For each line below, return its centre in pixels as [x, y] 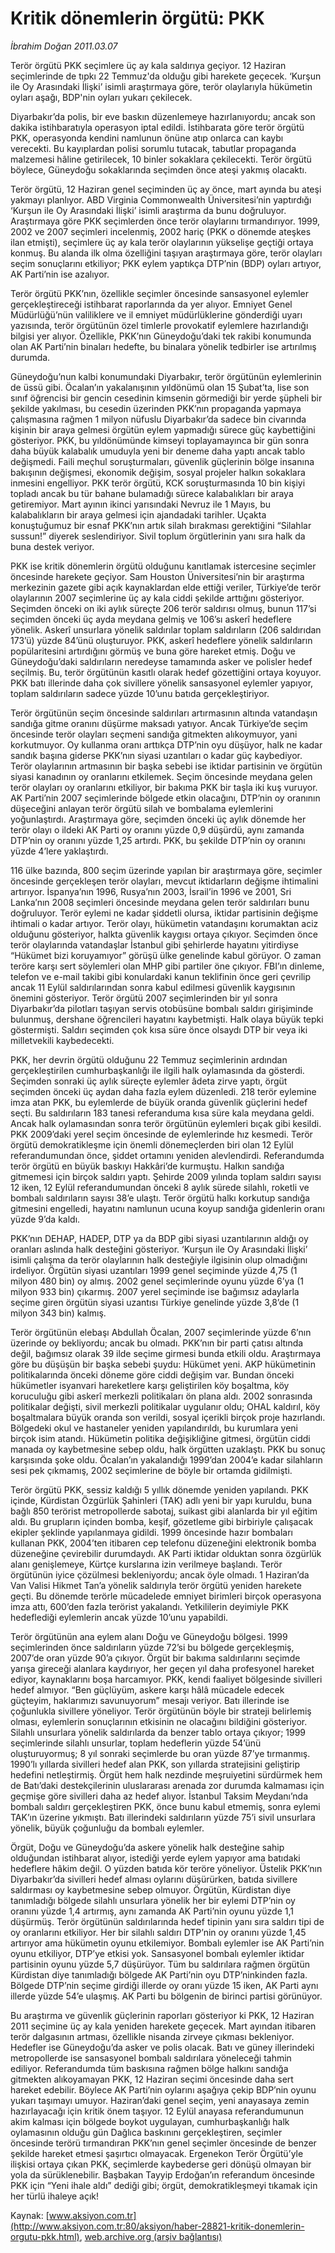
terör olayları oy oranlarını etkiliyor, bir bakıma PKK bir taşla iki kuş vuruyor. [164, 787]
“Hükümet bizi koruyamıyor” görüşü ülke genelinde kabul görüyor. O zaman [166, 955]
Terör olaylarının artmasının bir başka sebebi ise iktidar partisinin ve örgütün [166, 766]
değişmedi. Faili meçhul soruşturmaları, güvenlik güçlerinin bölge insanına [162, 461]
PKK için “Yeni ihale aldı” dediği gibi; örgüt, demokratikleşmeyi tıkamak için [164, 2185]
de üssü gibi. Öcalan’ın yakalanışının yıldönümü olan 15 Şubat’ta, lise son [160, 387]
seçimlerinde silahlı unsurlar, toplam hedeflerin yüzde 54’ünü [136, 1743]
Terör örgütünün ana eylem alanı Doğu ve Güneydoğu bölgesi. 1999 [149, 1636]
